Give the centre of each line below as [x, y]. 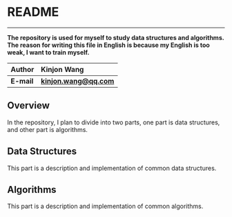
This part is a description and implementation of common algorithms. [105, 206]
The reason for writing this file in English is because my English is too [109, 45]
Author [22, 69]
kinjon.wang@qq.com [78, 81]
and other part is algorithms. [48, 129]
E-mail [22, 81]
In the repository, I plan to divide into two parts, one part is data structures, [114, 122]
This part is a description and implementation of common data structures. [112, 168]
